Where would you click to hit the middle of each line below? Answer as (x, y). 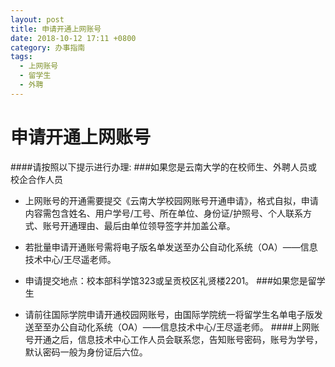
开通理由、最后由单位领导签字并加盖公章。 (147, 225)
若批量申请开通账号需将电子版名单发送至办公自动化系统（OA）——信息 (171, 247)
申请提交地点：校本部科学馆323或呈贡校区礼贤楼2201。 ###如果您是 (166, 280)
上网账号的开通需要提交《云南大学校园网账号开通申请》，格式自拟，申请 (171, 200)
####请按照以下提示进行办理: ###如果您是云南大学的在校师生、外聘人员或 (164, 167)
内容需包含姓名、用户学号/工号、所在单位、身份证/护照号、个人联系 (163, 213)
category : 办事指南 (48, 47)
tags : (21, 57)
